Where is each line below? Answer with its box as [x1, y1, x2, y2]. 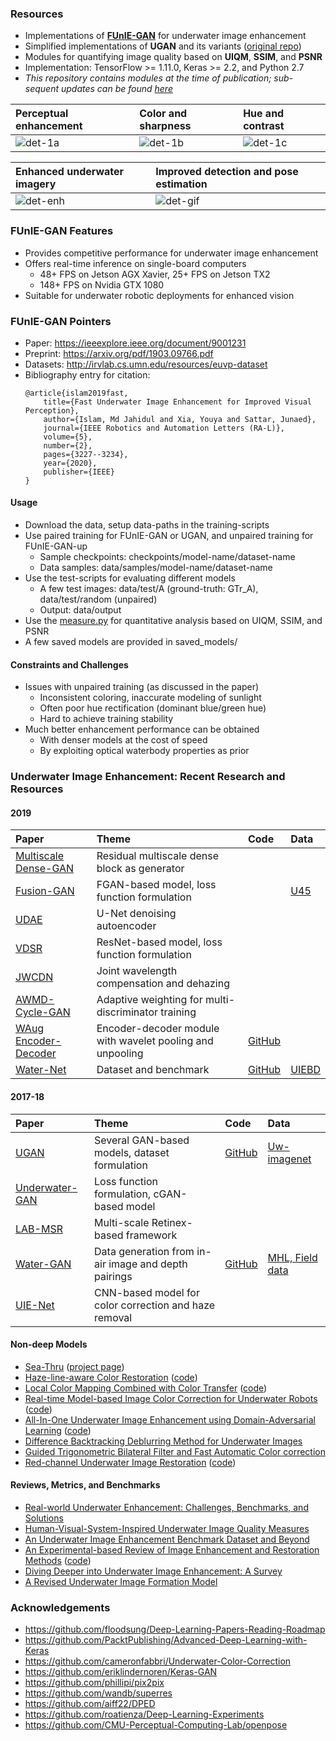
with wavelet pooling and [96, 1034, 214, 1048]
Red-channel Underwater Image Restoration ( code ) [24, 1456, 237, 1468]
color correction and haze [94, 1298, 216, 1312]
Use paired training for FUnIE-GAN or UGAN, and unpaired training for [24, 530, 314, 542]
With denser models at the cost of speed [39, 734, 208, 746]
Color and [139, 107, 188, 121]
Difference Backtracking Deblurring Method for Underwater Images [24, 1435, 303, 1447]
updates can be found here [60, 83, 173, 95]
